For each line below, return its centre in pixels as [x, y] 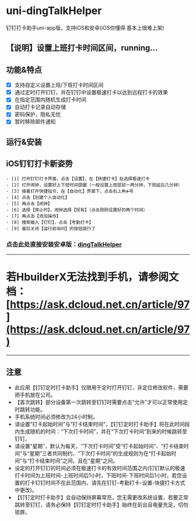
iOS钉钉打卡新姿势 [39, 164]
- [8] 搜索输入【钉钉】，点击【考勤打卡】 [50, 222]
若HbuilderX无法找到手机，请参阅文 [92, 277]
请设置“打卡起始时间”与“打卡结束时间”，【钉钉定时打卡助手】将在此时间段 [102, 424]
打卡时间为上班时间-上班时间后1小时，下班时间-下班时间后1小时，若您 [98, 475]
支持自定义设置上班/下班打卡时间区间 [59, 85]
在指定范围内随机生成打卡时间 [50, 100]
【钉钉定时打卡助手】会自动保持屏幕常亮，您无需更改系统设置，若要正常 [101, 497]
